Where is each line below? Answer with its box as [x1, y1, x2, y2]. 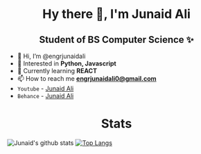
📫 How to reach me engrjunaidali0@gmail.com [17, 75, 157, 82]
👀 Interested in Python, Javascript [17, 59, 116, 68]
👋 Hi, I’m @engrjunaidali [17, 52, 86, 60]
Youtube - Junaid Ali [17, 84, 74, 93]
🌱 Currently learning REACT [17, 67, 97, 75]
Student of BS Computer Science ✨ [39, 34, 194, 46]
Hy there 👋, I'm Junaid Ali [42, 6, 191, 22]
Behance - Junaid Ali [17, 92, 74, 99]
